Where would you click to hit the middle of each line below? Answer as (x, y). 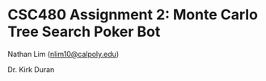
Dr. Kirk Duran (31, 69)
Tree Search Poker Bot (84, 32)
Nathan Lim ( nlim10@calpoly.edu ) (63, 54)
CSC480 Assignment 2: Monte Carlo (133, 15)
